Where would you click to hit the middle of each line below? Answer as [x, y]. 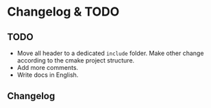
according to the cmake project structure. [76, 60]
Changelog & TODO [63, 12]
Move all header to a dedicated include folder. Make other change [110, 53]
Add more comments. [48, 68]
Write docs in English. [48, 75]
